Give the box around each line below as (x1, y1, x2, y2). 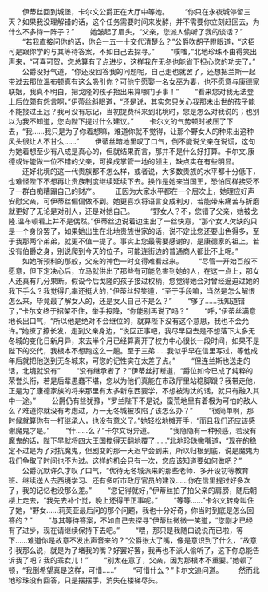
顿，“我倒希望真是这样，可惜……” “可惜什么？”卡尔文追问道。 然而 (8, 566, 253, 574)
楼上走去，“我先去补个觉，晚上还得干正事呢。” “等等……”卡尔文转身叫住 (8, 495, 255, 505)
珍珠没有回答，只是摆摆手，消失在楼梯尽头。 (14, 575, 162, 585)
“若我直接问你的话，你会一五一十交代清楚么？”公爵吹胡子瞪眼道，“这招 (22, 37, 255, 46)
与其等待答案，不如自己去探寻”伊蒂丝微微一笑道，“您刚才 (51, 515, 239, 525)
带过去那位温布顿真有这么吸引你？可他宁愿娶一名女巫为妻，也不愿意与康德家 (8, 77, 260, 86)
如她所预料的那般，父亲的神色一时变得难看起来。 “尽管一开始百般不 (22, 256, 258, 266)
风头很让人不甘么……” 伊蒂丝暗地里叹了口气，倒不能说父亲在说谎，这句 (8, 136, 256, 146)
